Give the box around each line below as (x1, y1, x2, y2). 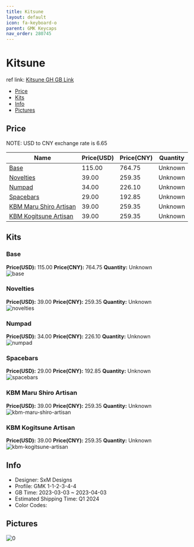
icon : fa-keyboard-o (6, 20, 58, 26)
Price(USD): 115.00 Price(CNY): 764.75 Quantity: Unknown (6, 263, 152, 271)
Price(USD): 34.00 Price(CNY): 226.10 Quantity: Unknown (6, 333, 151, 340)
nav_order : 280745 (6, 31, 52, 37)
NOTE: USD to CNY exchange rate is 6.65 (6, 139, 108, 146)
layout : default (6, 14, 46, 20)
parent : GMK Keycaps (6, 25, 58, 32)
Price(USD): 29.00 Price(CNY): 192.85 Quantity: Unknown (6, 367, 151, 375)
